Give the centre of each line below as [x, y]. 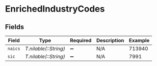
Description [110, 41]
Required [81, 41]
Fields [15, 27]
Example [139, 41]
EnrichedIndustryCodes [55, 9]
